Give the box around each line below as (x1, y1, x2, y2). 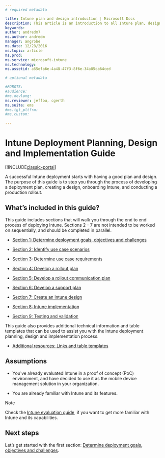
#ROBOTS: (5, 84, 23, 89)
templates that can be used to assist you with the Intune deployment (5, 328, 143, 334)
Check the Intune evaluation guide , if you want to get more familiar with (5, 409, 150, 415)
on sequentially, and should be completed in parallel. (5, 227, 112, 233)
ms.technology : (5, 62, 36, 67)
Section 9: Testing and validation (12, 313, 79, 319)
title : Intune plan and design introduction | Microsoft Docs (5, 16, 135, 21)
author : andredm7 (5, 30, 41, 35)
